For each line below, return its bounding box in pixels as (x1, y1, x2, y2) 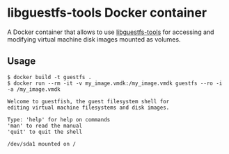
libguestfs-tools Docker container (7, 5, 207, 21)
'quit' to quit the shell (7, 128, 82, 135)
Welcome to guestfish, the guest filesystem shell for (7, 98, 170, 105)
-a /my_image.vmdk (7, 85, 61, 93)
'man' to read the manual (7, 122, 82, 129)
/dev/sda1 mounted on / (7, 140, 77, 147)
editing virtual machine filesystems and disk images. (7, 104, 170, 111)
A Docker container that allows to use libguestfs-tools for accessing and (7, 28, 214, 36)
